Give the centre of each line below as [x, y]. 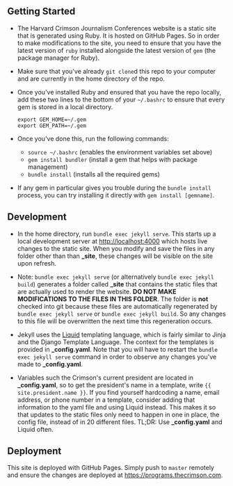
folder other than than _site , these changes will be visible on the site [115, 256]
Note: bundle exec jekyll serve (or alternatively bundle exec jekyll [115, 277]
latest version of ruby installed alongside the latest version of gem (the [116, 50]
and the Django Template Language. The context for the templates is [115, 342]
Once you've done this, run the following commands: [93, 138]
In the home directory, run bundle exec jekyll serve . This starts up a [116, 234]
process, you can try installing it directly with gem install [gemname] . [116, 195]
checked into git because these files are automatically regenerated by [117, 306]
